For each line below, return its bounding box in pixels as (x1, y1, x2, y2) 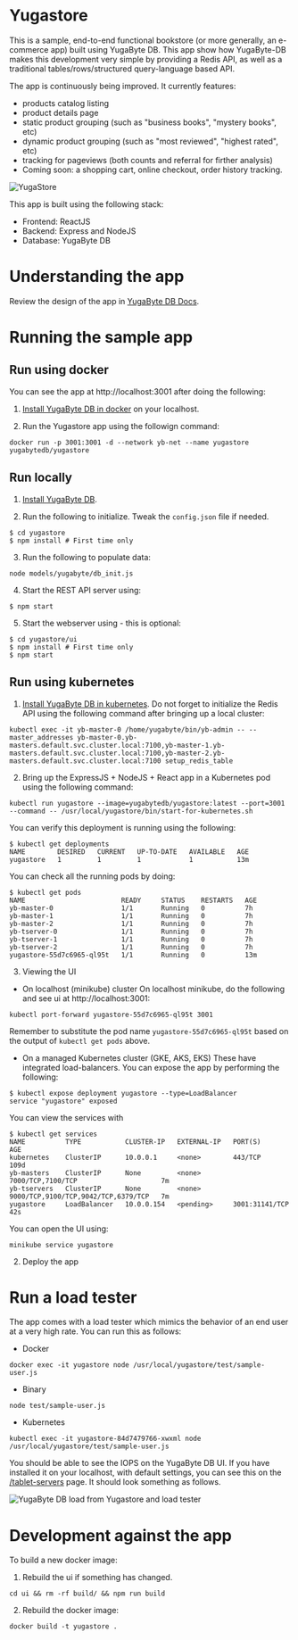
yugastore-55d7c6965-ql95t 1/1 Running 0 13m (9, 950, 257, 959)
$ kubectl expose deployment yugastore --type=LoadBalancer (9, 1089, 238, 1097)
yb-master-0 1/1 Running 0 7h (9, 903, 253, 913)
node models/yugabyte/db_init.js (9, 568, 134, 578)
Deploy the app (21, 1255, 79, 1267)
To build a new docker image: (9, 1554, 118, 1566)
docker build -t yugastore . (9, 1622, 118, 1631)
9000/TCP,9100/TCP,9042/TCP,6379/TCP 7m (9, 1192, 170, 1201)
